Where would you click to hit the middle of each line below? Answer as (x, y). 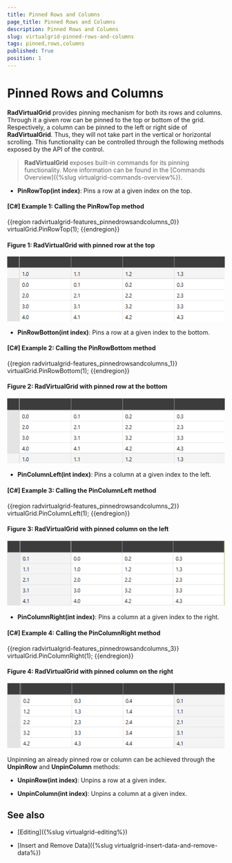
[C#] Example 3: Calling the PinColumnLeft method (82, 491)
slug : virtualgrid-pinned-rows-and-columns (71, 37)
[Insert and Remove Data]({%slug (65, 845)
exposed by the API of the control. (56, 149)
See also (26, 815)
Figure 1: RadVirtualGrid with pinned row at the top (81, 245)
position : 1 (24, 59)
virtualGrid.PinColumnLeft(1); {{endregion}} (69, 513)
